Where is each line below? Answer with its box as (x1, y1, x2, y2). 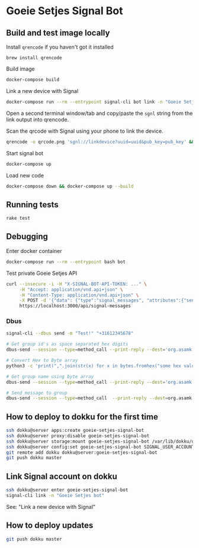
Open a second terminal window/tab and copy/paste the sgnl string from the (6, 110, 193, 117)
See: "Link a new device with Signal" (6, 503, 96, 510)
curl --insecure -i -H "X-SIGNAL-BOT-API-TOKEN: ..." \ (6, 281, 147, 287)
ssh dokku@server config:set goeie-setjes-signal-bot (6, 444, 142, 450)
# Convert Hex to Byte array (6, 357, 78, 364)
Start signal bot (6, 149, 43, 156)
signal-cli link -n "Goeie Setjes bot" (6, 493, 105, 499)
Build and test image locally (6, 28, 110, 38)
